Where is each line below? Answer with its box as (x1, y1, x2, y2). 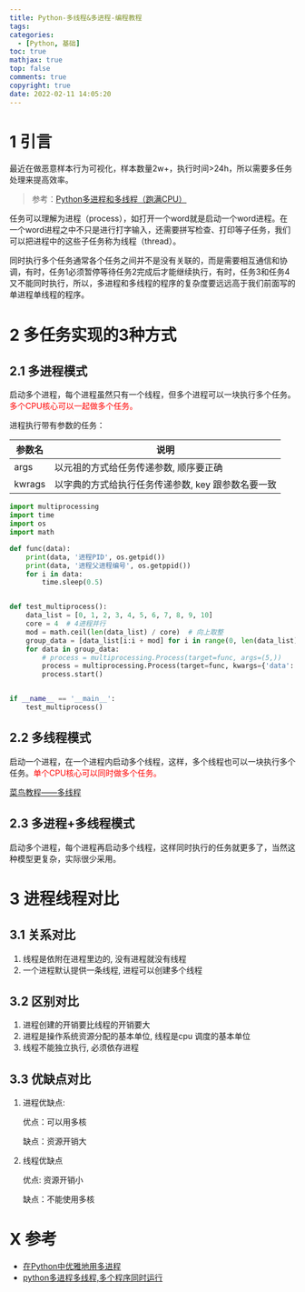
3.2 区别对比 (9, 993, 80, 1009)
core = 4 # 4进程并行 (25, 619, 106, 628)
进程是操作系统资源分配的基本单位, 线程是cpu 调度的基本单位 (22, 1031, 251, 1042)
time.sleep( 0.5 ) (42, 578, 103, 587)
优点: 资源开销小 (22, 1175, 84, 1186)
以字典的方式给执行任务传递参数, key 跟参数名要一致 (54, 478, 277, 491)
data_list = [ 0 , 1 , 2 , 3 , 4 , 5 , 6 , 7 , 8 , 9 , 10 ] (25, 611, 213, 620)
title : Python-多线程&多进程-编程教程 (9, 13, 143, 23)
